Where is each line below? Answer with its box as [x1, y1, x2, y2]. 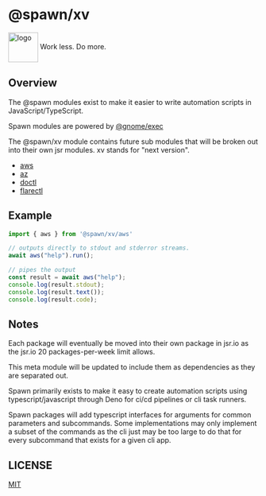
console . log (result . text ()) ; [8, 288, 105, 296]
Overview [8, 76, 58, 90]
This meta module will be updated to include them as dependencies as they [8, 362, 256, 372]
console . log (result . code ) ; [8, 296, 98, 304]
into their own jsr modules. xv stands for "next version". [8, 145, 191, 154]
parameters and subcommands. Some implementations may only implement [8, 419, 257, 428]
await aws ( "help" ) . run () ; [8, 252, 94, 260]
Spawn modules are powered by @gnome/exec [8, 121, 164, 130]
